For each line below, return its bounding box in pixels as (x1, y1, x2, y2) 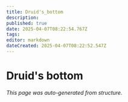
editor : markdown (6, 37, 50, 43)
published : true (6, 20, 47, 26)
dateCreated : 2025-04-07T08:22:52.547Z (6, 43, 107, 49)
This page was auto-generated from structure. (6, 89, 123, 96)
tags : (6, 32, 20, 38)
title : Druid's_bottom (6, 8, 63, 15)
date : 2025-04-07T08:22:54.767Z (6, 25, 88, 32)
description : (6, 15, 39, 21)
